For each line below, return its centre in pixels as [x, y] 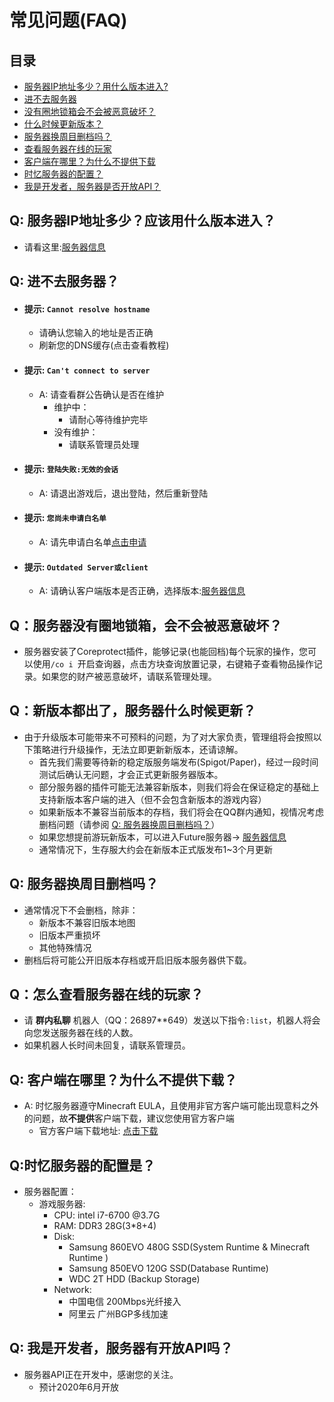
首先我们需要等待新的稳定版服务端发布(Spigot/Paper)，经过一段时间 [178, 762]
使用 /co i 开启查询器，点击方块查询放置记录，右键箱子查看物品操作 [173, 664]
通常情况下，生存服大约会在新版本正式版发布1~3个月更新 [156, 849]
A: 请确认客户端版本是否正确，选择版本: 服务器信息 [142, 591]
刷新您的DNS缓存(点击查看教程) [104, 345]
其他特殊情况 [65, 947]
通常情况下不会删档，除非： [81, 910]
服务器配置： [50, 1192]
